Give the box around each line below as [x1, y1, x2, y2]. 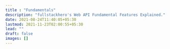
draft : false [5, 31, 33, 36]
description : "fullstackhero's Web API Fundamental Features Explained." [5, 12, 166, 17]
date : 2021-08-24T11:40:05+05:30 [5, 17, 77, 22]
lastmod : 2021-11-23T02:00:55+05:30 [5, 21, 83, 27]
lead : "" [5, 27, 24, 32]
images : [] [5, 36, 29, 41]
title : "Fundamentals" [5, 7, 56, 13]
